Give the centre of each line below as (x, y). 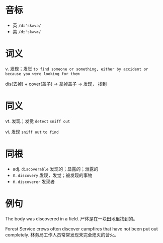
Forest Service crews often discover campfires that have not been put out (81, 229)
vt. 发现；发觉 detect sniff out (38, 121)
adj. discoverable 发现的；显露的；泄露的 (55, 169)
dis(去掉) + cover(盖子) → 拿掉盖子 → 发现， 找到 (56, 84)
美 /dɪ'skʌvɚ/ (27, 31)
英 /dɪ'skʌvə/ (27, 25)
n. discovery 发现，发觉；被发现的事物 (52, 175)
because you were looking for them (43, 74)
